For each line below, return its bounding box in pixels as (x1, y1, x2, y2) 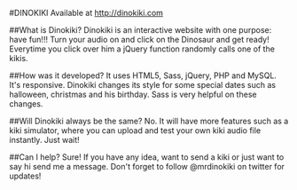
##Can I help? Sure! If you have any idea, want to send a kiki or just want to (9, 152, 285, 162)
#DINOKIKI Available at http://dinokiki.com (9, 8, 164, 18)
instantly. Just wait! (9, 135, 80, 145)
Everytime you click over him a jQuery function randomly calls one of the (9, 44, 275, 54)
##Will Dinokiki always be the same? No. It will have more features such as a (9, 115, 289, 126)
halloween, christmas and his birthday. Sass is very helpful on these (9, 89, 257, 99)
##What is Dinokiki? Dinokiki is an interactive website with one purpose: (9, 25, 272, 35)
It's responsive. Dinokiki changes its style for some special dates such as (9, 80, 277, 90)
